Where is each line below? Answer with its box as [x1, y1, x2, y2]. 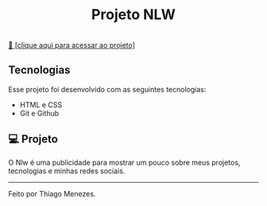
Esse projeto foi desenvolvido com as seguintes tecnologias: [8, 84, 207, 94]
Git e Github [19, 108, 60, 118]
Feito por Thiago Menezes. [8, 189, 96, 198]
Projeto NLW [91, 6, 176, 24]
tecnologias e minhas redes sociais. [8, 165, 126, 176]
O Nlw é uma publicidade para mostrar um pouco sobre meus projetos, [8, 157, 241, 167]
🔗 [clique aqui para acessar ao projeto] [8, 40, 135, 49]
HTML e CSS [19, 99, 63, 109]
